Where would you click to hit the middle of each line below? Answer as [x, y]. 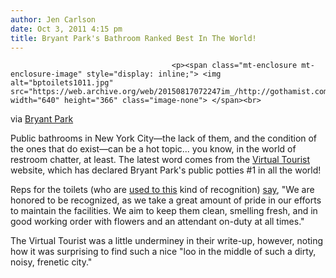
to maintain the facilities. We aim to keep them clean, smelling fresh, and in [164, 211]
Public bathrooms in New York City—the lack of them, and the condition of [164, 138]
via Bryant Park [42, 119]
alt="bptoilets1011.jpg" [62, 83]
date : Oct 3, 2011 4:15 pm [66, 29]
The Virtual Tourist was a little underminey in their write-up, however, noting [167, 241]
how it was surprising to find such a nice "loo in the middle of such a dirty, [163, 252]
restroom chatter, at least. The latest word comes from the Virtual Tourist [160, 160]
